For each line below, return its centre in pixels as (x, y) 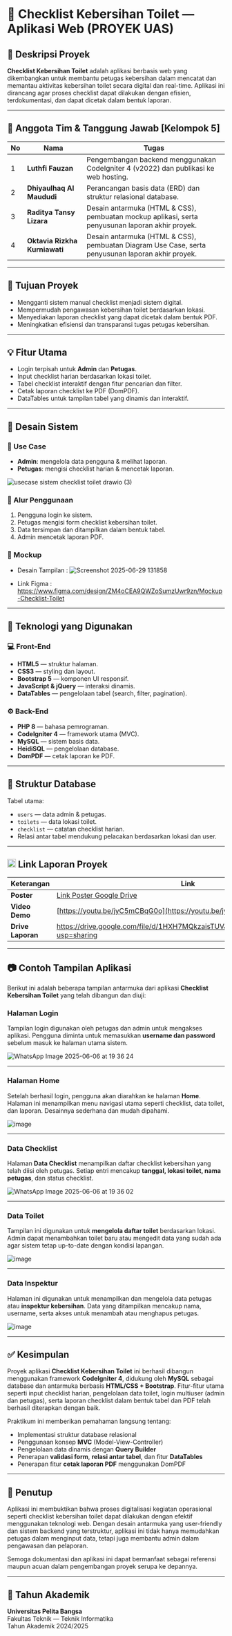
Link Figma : (35, 583)
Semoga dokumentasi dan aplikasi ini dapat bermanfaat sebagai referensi (112, 1559)
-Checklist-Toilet (41, 598)
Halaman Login (33, 1013)
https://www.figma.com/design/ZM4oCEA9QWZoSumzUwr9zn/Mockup (120, 591)
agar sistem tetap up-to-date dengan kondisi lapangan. (86, 1245)
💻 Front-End (29, 647)
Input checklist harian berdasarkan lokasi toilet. (84, 377)
